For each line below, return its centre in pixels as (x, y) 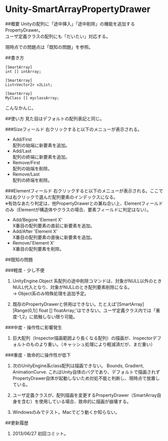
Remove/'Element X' (34, 243)
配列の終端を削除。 (32, 180)
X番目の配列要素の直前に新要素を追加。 (54, 226)
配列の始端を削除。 (32, 168)
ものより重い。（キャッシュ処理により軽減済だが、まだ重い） (93, 344)
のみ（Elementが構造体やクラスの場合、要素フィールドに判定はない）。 (78, 209)
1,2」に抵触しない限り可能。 (48, 316)
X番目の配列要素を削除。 (38, 249)
